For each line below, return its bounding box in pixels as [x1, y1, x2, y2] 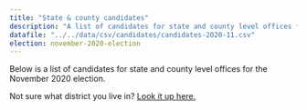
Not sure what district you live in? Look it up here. [9, 91, 196, 102]
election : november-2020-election [9, 38, 142, 48]
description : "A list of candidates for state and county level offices [9, 22, 292, 31]
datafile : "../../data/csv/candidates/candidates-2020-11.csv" [9, 30, 256, 39]
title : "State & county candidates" [9, 13, 149, 23]
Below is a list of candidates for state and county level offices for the [9, 64, 268, 75]
